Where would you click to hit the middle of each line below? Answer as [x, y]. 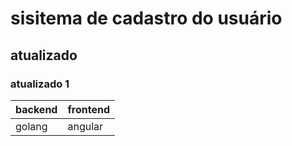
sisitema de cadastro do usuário [146, 18]
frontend [88, 109]
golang [31, 126]
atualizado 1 [40, 84]
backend [36, 109]
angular [85, 126]
